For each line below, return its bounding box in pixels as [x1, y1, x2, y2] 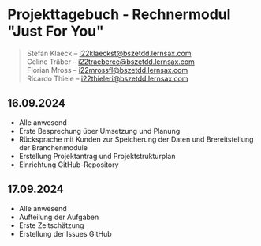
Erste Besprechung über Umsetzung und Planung [18, 126, 181, 135]
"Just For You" [7, 22, 104, 40]
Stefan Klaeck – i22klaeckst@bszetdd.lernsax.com [26, 48, 192, 58]
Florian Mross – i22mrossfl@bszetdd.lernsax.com [26, 65, 188, 74]
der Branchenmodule [18, 142, 88, 152]
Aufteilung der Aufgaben [18, 212, 99, 221]
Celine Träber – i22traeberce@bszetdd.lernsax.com [26, 57, 195, 66]
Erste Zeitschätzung [18, 220, 84, 230]
